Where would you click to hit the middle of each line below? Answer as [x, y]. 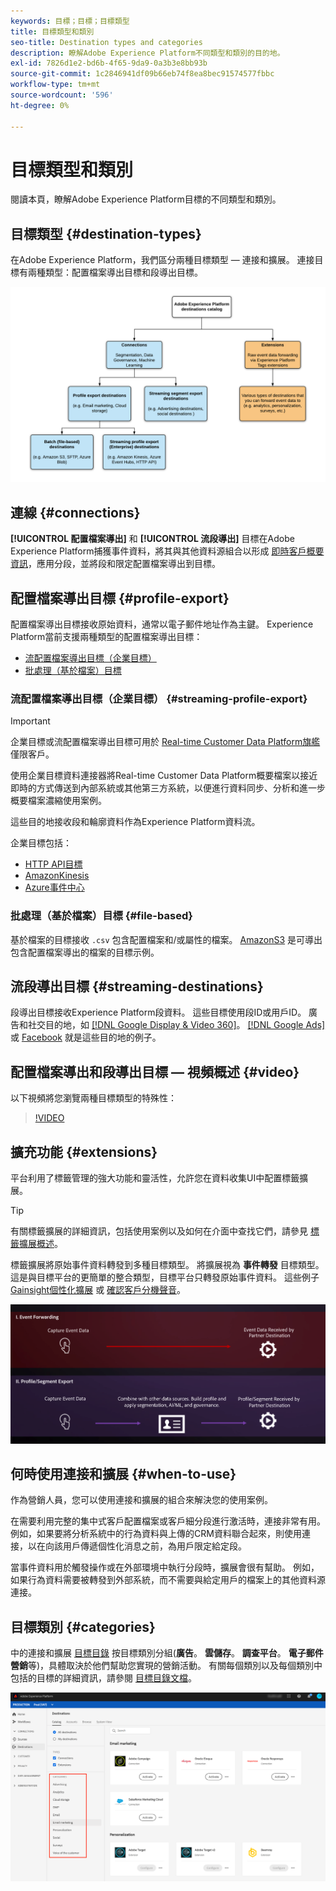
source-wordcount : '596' [62, 95]
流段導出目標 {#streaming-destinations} [137, 986]
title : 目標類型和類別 [52, 31]
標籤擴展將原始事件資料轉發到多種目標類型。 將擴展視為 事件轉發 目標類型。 [167, 1264]
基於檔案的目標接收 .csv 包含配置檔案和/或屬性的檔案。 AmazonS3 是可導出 [166, 939]
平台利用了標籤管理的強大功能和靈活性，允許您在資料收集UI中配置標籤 [155, 1177]
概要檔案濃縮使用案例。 [58, 801]
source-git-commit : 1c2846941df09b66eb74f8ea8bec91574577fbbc [142, 74]
